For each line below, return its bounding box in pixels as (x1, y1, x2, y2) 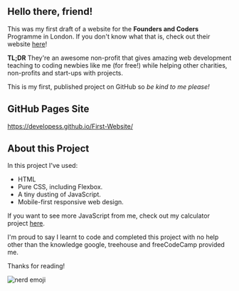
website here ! (7, 39, 48, 48)
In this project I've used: (7, 162, 78, 170)
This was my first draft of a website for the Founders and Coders (7, 24, 199, 33)
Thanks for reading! (7, 262, 65, 270)
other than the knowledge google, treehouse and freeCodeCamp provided (7, 240, 225, 249)
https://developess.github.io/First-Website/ (7, 122, 134, 130)
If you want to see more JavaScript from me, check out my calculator (7, 211, 210, 220)
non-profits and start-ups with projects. (7, 68, 123, 77)
